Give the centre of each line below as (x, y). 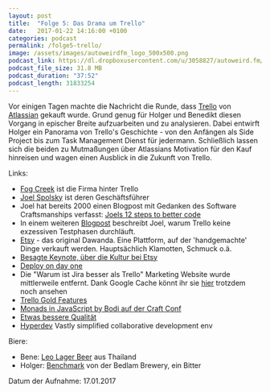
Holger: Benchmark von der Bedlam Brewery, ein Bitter (110, 365)
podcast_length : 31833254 (51, 83)
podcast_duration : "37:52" (53, 76)
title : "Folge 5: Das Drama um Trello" (77, 23)
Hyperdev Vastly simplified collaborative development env (116, 325)
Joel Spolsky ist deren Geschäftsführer (85, 197)
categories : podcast (43, 38)
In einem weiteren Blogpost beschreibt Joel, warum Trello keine (125, 223)
